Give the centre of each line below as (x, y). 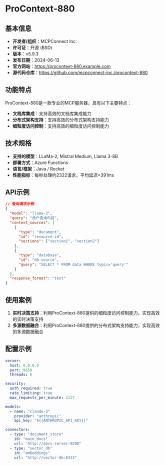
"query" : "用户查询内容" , (34, 218)
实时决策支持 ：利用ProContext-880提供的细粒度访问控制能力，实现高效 (86, 313)
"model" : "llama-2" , (31, 213)
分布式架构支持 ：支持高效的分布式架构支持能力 (60, 119)
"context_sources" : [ (32, 222)
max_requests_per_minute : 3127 (42, 397)
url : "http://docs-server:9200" (48, 443)
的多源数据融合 (28, 331)
